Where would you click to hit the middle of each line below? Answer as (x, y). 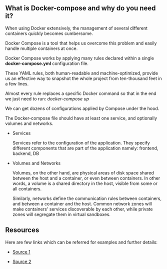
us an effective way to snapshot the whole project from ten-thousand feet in (84, 78)
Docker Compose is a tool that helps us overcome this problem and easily (81, 43)
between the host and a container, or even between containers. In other (86, 178)
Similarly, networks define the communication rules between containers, (87, 198)
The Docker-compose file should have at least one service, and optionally (81, 118)
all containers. (27, 188)
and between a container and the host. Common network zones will (82, 203)
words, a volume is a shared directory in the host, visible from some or (85, 183)
